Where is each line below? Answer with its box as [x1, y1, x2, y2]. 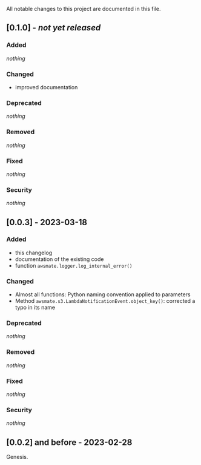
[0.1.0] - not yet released [6, 22, 101, 33]
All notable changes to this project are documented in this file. [6, 5, 161, 12]
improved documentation [15, 83, 78, 90]
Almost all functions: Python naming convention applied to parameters [15, 291, 191, 298]
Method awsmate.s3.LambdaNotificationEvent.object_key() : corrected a [15, 297, 196, 305]
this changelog [15, 249, 53, 256]
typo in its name [15, 304, 56, 311]
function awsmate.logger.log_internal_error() [15, 262, 133, 269]
